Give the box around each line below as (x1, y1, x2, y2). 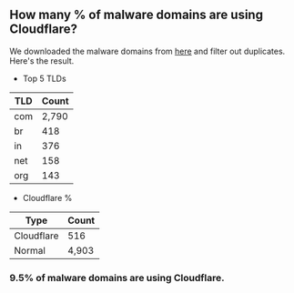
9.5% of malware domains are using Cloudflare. (9, 271, 225, 284)
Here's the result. (9, 55, 75, 66)
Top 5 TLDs (22, 73, 66, 84)
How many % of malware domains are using (9, 7, 264, 23)
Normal (14, 244, 46, 257)
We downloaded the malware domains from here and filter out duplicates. (9, 45, 286, 56)
